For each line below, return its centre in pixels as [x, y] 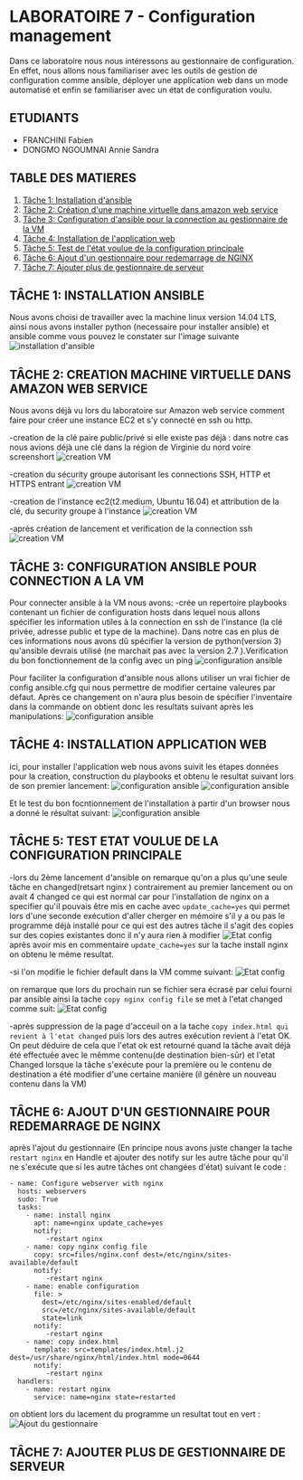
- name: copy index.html [72, 1342]
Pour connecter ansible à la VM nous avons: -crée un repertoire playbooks [148, 602]
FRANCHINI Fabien [58, 140]
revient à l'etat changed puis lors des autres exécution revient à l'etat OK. [151, 1035]
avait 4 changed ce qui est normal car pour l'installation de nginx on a [139, 897]
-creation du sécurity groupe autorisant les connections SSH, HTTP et [140, 474]
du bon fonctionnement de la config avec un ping [101, 660]
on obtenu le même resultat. [62, 954]
